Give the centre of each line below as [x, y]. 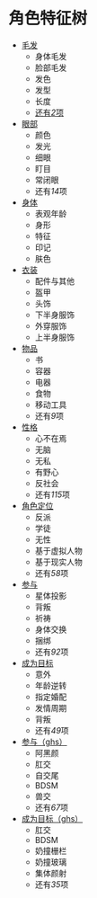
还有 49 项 [52, 730]
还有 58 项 [52, 573]
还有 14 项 [51, 191]
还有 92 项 [52, 652]
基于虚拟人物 [58, 550]
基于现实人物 [58, 562]
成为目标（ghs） [52, 818]
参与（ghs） [44, 742]
